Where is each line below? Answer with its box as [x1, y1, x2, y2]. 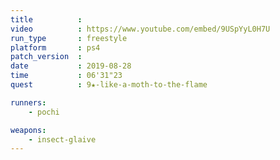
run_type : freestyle [10, 33, 128, 43]
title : [10, 14, 83, 25]
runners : [10, 97, 47, 108]
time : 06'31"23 [10, 71, 123, 81]
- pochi [28, 107, 60, 117]
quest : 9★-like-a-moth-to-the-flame [10, 80, 208, 90]
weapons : [10, 125, 47, 135]
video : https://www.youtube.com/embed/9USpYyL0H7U [10, 24, 271, 34]
